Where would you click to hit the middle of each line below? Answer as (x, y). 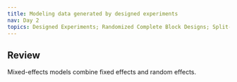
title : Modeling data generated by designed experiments (93, 14)
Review (24, 55)
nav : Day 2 (23, 20)
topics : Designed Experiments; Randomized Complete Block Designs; (109, 27)
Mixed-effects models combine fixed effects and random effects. (102, 72)
